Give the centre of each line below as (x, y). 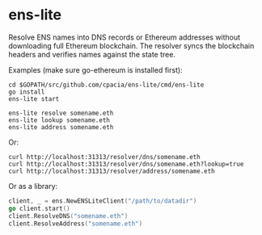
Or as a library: (33, 186)
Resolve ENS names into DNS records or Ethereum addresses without (125, 37)
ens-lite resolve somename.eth (61, 113)
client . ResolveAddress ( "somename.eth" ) (76, 224)
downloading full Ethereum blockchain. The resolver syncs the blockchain (131, 45)
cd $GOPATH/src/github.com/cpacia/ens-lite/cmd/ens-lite (106, 85)
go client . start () (39, 208)
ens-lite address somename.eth (61, 127)
